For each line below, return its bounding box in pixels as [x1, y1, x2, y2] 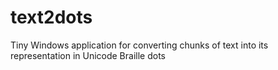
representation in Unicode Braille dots [10, 49, 166, 61]
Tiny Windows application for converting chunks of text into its [10, 39, 269, 51]
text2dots [10, 6, 93, 29]
